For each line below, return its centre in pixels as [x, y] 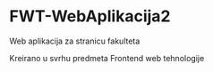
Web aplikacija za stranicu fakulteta [75, 41]
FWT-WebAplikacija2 [90, 16]
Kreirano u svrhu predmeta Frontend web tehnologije [107, 58]
